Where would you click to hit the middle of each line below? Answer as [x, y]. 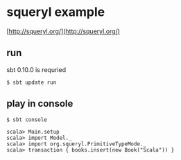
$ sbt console [27, 119]
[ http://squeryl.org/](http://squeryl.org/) [63, 31]
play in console [40, 104]
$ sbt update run [32, 82]
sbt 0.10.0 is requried [36, 69]
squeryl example [56, 12]
